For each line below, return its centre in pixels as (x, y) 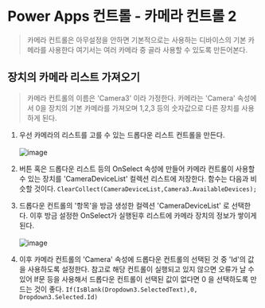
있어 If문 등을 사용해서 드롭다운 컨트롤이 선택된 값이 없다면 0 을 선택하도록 (134, 279)
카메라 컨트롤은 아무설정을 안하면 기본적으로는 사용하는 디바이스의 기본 (136, 40)
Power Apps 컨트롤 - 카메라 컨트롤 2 (122, 16)
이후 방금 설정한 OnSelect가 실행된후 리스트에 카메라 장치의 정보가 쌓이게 (143, 215)
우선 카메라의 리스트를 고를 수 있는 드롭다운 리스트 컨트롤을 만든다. (122, 135)
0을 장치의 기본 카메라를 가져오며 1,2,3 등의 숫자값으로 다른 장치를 (138, 107)
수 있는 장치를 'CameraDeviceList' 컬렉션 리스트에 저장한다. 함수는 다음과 (134, 178)
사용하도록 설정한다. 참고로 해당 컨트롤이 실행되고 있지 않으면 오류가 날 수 (141, 269)
